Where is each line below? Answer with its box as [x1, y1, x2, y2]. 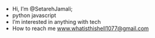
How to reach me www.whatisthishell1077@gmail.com [12, 25, 149, 32]
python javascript [12, 12, 56, 19]
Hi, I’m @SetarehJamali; [12, 6, 73, 12]
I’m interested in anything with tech [12, 18, 101, 25]
